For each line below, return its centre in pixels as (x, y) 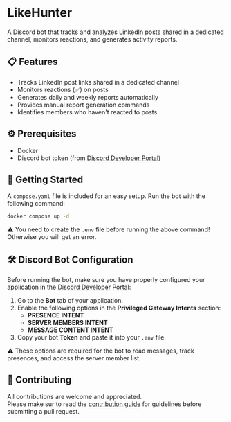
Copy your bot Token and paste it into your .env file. (91, 337)
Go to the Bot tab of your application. (70, 301)
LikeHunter (40, 13)
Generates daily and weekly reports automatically (88, 97)
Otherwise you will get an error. (52, 237)
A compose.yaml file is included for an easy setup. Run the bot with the (107, 196)
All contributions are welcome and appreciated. (75, 396)
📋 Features (33, 62)
